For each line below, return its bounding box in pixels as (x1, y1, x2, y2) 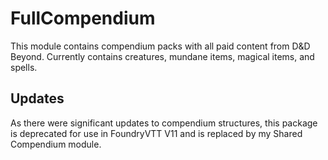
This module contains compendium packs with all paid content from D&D (10, 40, 311, 52)
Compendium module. (10, 138, 102, 150)
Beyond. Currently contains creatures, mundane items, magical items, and (10, 50, 315, 62)
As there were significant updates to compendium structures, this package (10, 117, 318, 129)
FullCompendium (10, 7, 156, 30)
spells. (10, 61, 38, 73)
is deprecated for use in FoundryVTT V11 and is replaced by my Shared (10, 127, 303, 139)
